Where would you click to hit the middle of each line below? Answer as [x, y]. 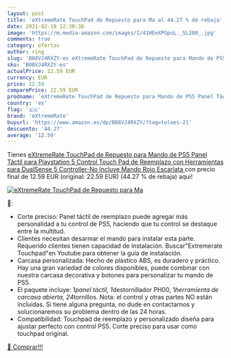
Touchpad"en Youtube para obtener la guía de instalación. [99, 253]
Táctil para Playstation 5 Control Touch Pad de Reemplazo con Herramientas [115, 162]
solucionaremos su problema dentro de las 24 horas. [92, 312]
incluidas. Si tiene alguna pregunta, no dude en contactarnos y [106, 304]
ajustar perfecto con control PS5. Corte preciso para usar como [107, 326]
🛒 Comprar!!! [25, 347]
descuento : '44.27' [35, 129]
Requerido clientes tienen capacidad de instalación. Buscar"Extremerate [120, 246]
